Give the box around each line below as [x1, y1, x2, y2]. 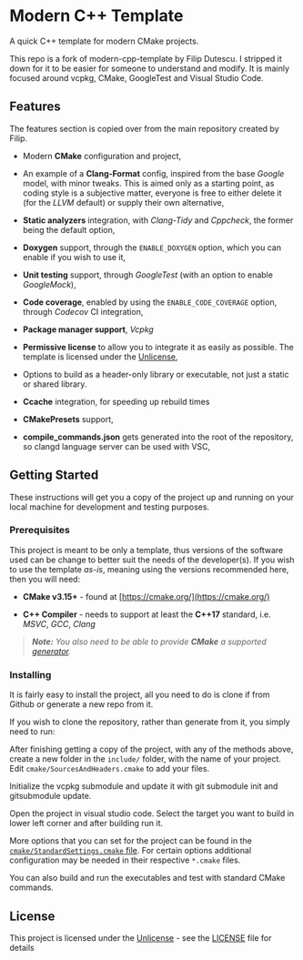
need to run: [9, 726, 56, 737]
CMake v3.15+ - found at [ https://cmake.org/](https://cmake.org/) [22, 591, 270, 601]
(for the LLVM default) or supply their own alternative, [22, 197, 225, 207]
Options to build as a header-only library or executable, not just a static [22, 369, 289, 379]
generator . [31, 645, 71, 656]
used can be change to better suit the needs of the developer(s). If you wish [9, 554, 295, 565]
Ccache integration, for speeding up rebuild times [22, 396, 210, 407]
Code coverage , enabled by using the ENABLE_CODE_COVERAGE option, [22, 297, 278, 308]
